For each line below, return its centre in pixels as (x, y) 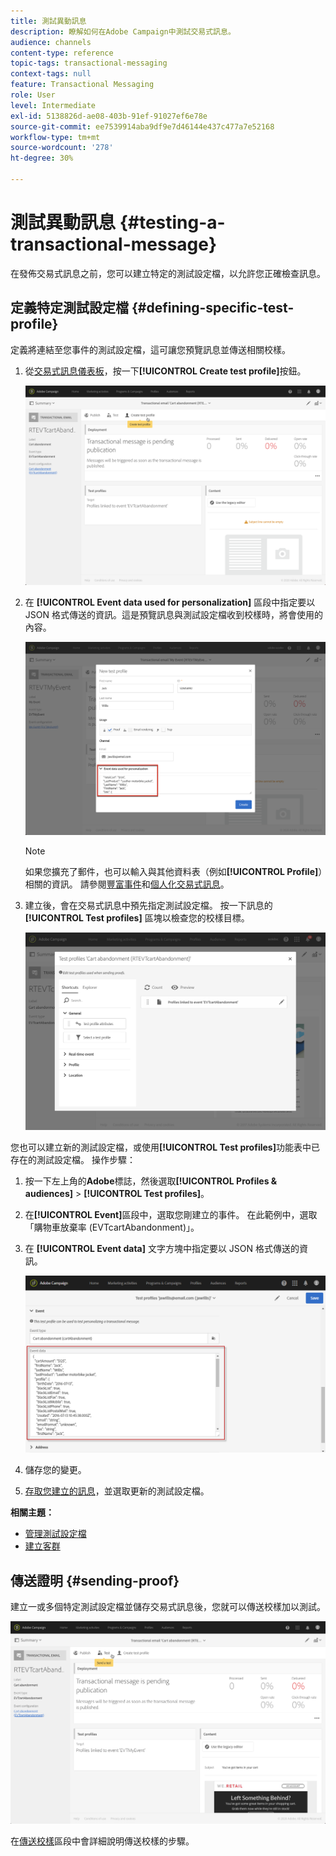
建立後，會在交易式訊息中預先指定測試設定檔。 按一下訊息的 (148, 906)
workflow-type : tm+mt (55, 137)
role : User (33, 95)
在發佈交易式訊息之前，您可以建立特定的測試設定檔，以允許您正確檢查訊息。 (168, 273)
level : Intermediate (53, 105)
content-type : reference (62, 53)
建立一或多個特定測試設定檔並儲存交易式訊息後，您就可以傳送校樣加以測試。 (168, 1607)
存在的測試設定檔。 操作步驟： (73, 1160)
